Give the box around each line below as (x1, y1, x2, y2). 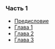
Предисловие (14, 18, 49, 25)
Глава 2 (14, 30, 34, 37)
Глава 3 (14, 37, 34, 44)
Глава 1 (14, 24, 33, 31)
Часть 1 (5, 4, 28, 12)
